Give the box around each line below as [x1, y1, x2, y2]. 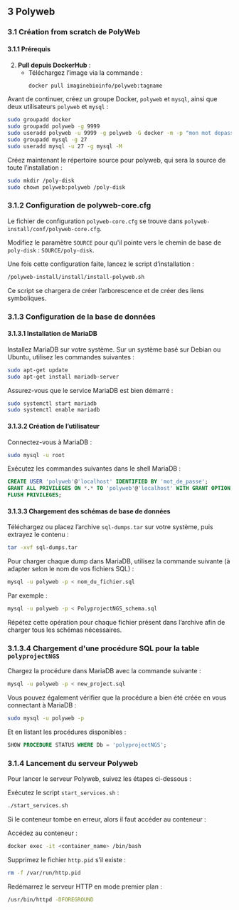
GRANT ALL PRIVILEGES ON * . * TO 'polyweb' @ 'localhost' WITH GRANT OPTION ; [7, 485, 234, 492]
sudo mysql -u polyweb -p [7, 715, 84, 722]
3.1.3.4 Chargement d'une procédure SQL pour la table [7, 643, 200, 653]
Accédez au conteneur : [7, 829, 78, 837]
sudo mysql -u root [7, 451, 65, 459]
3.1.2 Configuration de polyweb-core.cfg [7, 200, 152, 210]
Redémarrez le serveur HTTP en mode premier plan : [7, 882, 162, 891]
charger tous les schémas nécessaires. [7, 625, 122, 634]
